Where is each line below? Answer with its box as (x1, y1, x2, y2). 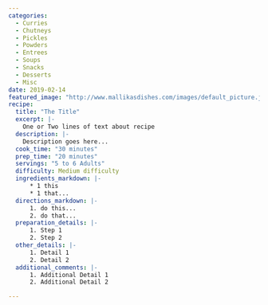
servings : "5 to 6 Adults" (15, 160, 105, 168)
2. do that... (29, 212, 77, 220)
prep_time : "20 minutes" (15, 152, 98, 160)
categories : (8, 11, 48, 20)
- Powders (15, 41, 48, 49)
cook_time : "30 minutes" (15, 145, 98, 153)
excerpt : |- (15, 115, 56, 123)
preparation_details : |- (15, 219, 98, 227)
